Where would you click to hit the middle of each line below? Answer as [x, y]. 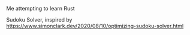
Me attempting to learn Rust [40, 8]
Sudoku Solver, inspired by [39, 20]
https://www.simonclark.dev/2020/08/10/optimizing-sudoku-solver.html [95, 26]
